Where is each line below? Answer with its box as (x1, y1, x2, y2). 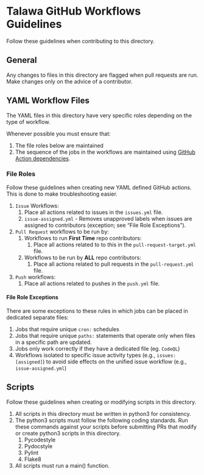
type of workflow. (6, 118, 51, 126)
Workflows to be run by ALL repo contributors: (24, 254, 141, 261)
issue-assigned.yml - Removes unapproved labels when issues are (24, 215, 192, 222)
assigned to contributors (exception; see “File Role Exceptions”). (24, 221, 186, 229)
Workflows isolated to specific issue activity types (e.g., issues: (15, 352, 177, 359)
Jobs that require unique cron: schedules (15, 326, 120, 333)
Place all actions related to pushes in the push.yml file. (24, 279, 160, 287)
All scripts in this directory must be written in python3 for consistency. (15, 410, 192, 417)
